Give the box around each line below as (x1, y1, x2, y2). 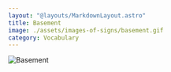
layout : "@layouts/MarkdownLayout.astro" (8, 11, 147, 20)
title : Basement (8, 19, 61, 27)
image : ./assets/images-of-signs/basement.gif (8, 26, 164, 34)
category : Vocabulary (8, 33, 80, 42)
